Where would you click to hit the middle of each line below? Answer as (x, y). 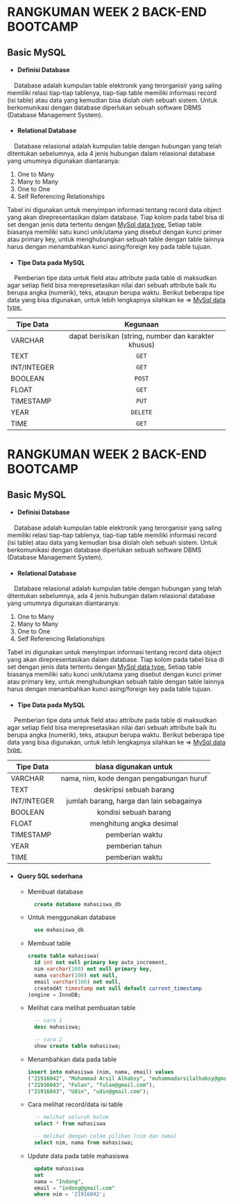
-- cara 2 (48, 1040)
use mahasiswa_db (59, 930)
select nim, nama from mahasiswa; (84, 1143)
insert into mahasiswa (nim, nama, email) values (101, 1072)
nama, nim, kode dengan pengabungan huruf (134, 778)
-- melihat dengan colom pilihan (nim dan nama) (105, 1136)
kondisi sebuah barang (134, 812)
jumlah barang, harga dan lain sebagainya (134, 801)
